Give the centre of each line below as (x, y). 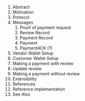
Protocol (21, 17)
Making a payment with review (43, 63)
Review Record (35, 33)
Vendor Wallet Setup (33, 53)
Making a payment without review (46, 74)
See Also (21, 94)
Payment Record (36, 38)
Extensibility (25, 79)
